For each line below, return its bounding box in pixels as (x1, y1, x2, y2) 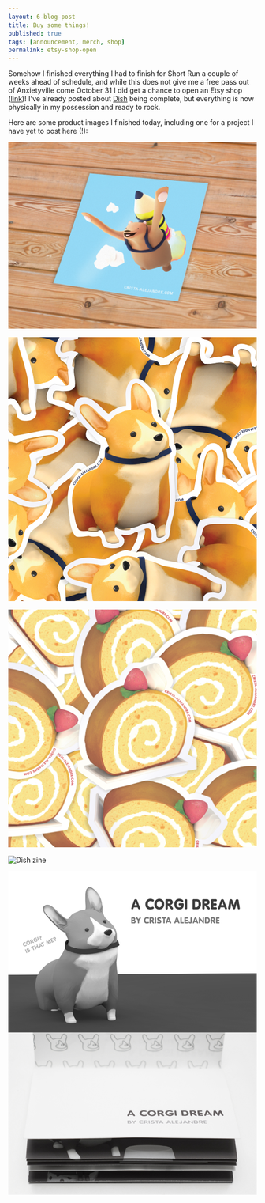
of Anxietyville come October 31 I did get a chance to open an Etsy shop (8, 85, 243, 95)
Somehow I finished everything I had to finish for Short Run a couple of (8, 69, 239, 78)
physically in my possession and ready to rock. (8, 103, 161, 112)
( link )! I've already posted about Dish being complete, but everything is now (8, 94, 255, 104)
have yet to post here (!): (8, 127, 88, 136)
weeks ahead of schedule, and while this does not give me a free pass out (8, 78, 250, 87)
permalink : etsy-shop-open (8, 46, 97, 55)
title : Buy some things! (8, 21, 90, 29)
